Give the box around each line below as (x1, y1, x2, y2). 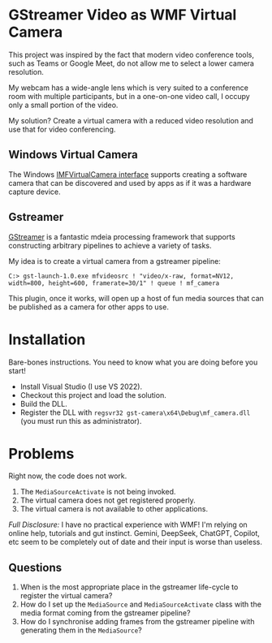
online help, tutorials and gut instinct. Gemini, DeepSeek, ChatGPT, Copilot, (8, 529, 260, 538)
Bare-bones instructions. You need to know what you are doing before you (8, 357, 258, 367)
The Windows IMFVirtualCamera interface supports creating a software (8, 169, 248, 179)
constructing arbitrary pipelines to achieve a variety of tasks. (8, 240, 212, 250)
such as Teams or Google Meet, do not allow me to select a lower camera (8, 58, 254, 68)
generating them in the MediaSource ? (19, 625, 142, 635)
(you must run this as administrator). (19, 416, 142, 425)
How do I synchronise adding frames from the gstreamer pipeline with (19, 617, 255, 627)
